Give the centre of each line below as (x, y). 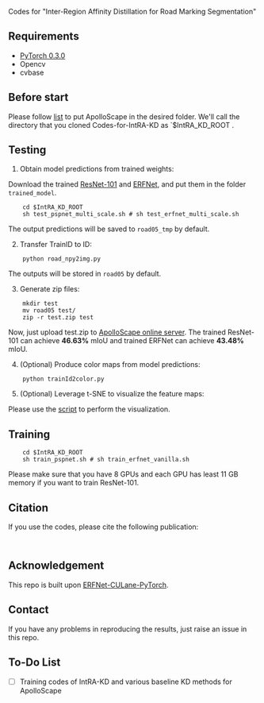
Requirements (44, 36)
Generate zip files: (50, 289)
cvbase (32, 72)
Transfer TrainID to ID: (56, 245)
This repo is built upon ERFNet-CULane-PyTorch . (88, 585)
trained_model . (33, 193)
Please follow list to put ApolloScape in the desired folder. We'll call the (124, 116)
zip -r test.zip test (58, 318)
